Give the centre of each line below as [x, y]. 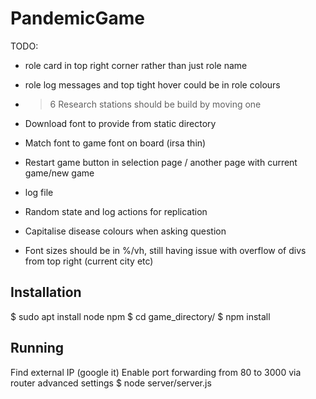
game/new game [59, 173]
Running [37, 348]
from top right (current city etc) [89, 261]
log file [39, 192]
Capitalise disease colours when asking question [125, 231]
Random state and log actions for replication [116, 211]
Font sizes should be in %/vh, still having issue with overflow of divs [165, 250]
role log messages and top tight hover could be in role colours [152, 84]
